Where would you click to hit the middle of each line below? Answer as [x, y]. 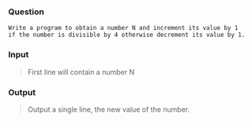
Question [26, 12]
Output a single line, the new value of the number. [109, 109]
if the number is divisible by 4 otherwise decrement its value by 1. [127, 35]
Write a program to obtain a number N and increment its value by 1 [123, 28]
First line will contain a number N [81, 72]
